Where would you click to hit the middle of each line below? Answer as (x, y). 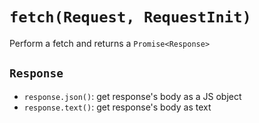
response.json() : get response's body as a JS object (132, 96)
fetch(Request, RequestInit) (130, 17)
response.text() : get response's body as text (117, 107)
